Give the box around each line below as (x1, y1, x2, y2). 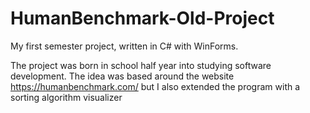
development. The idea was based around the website (10, 70, 235, 82)
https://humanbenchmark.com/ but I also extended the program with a (10, 80, 301, 92)
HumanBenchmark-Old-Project (10, 7, 275, 30)
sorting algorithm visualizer (10, 91, 123, 103)
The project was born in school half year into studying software (10, 59, 272, 71)
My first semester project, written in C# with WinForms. (10, 40, 239, 52)
